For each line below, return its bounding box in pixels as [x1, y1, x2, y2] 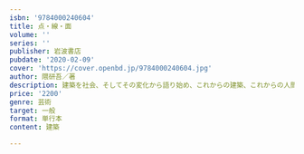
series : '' [9, 38, 51, 48]
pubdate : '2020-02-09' [9, 55, 95, 64]
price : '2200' [9, 89, 63, 98]
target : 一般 [9, 106, 56, 115]
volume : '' [9, 30, 51, 39]
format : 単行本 [9, 114, 62, 123]
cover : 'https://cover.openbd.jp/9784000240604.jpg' [9, 64, 213, 73]
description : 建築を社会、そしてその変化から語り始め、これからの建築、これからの [9, 81, 284, 90]
